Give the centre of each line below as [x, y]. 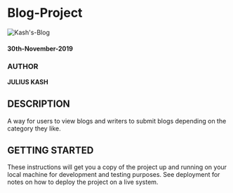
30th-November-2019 [40, 48]
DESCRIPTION [39, 104]
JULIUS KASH [28, 81]
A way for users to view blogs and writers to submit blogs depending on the [117, 121]
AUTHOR [23, 67]
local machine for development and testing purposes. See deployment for [114, 175]
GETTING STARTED [51, 151]
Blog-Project [45, 13]
